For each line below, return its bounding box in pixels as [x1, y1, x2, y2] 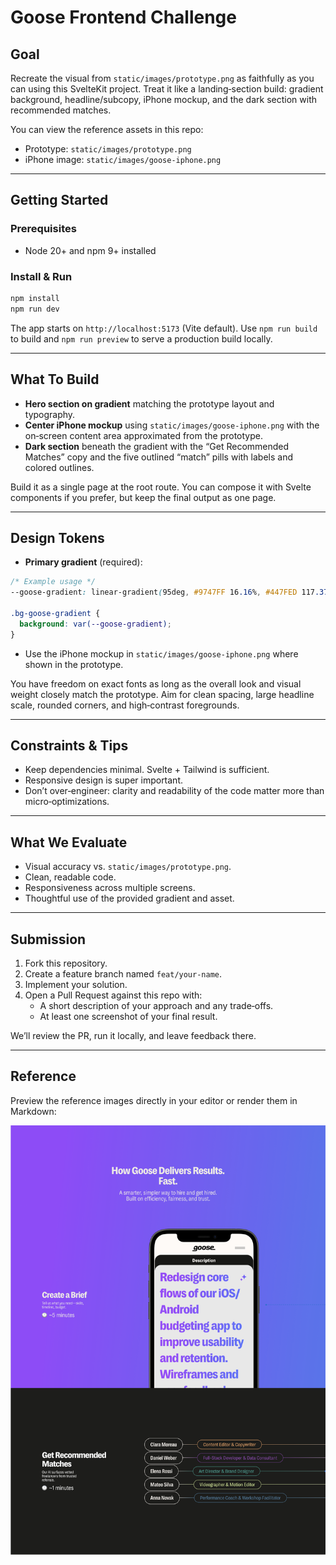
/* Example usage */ [10, 577, 97, 587]
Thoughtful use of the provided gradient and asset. [24, 892, 235, 905]
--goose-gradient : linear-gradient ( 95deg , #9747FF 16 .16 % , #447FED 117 [10, 587, 315, 598]
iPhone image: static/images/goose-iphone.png [24, 154, 222, 165]
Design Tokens [10, 529, 105, 546]
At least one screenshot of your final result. [39, 1011, 218, 1023]
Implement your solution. [24, 979, 128, 991]
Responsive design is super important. [24, 774, 184, 786]
